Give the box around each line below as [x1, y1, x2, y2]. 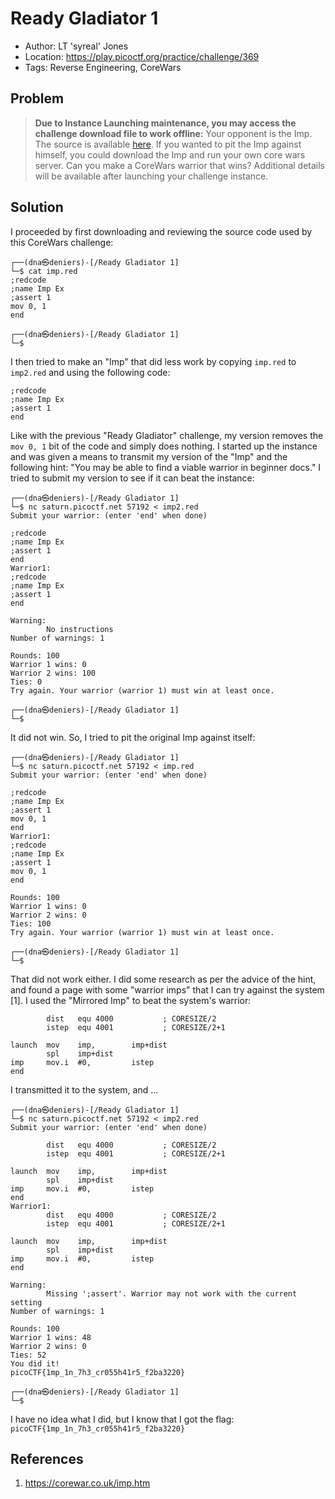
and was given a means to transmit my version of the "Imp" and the [10, 450, 288, 462]
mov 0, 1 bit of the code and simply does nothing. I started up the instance [10, 440, 318, 452]
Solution [10, 199, 64, 216]
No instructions [46, 624, 114, 634]
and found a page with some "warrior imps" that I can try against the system [10, 983, 325, 996]
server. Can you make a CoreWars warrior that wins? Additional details [34, 159, 325, 171]
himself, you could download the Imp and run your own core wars [34, 148, 306, 161]
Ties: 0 [10, 677, 43, 687]
